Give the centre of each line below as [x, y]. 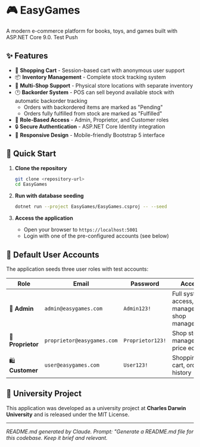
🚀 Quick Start [31, 154]
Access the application [44, 218]
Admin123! [137, 309]
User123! [136, 365]
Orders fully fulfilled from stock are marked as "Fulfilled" [93, 113]
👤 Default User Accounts [53, 254]
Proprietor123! [145, 341]
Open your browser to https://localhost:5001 [81, 230]
